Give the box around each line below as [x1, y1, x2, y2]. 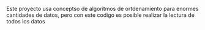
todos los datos [6, 18, 45, 25]
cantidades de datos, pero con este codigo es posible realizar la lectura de [6, 11, 195, 19]
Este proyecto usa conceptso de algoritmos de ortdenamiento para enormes [6, 5, 199, 12]
